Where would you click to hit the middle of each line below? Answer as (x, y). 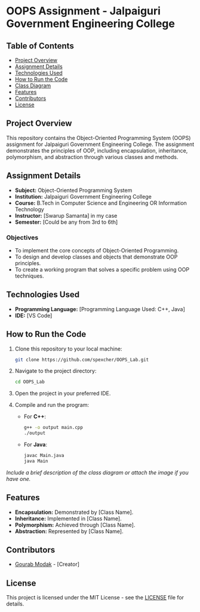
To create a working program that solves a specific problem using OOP (102, 269)
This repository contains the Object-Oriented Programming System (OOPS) (99, 138)
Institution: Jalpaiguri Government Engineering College (83, 196)
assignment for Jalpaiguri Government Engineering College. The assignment (100, 144)
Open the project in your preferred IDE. (63, 394)
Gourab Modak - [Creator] (47, 564)
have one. (19, 479)
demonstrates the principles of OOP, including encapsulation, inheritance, (97, 150)
